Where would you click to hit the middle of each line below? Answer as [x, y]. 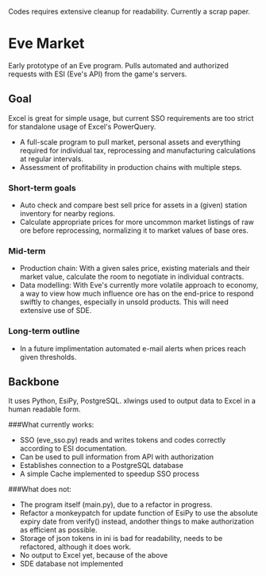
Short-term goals [42, 187]
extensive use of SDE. [56, 311]
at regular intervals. [51, 159]
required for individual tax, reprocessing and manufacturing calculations [138, 150]
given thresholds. [48, 357]
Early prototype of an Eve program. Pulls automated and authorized [118, 65]
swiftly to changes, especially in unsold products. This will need [124, 302]
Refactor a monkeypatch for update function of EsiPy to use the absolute [139, 513]
